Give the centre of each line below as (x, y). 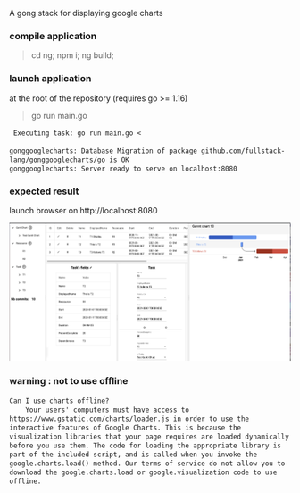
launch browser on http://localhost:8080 (83, 210)
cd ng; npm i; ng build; (72, 55)
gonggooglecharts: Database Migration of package (104, 151)
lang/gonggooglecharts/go (57, 160)
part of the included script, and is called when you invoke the (133, 455)
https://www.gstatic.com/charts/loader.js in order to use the (129, 419)
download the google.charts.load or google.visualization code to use (143, 472)
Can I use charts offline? (59, 401)
